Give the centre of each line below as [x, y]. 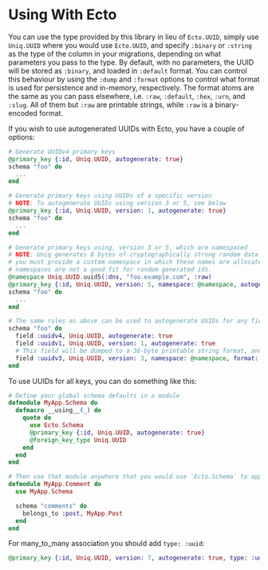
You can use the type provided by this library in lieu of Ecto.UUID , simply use [134, 37]
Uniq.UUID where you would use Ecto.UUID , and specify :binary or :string [130, 45]
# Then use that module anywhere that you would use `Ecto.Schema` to [128, 477]
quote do [37, 418]
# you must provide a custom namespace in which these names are [119, 262]
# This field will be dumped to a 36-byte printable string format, [132, 350]
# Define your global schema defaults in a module [94, 396]
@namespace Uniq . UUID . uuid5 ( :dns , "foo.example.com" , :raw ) [110, 277]
